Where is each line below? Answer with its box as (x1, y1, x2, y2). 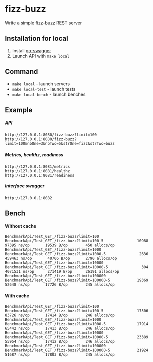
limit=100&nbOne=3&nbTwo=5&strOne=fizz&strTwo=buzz (5, 141, 115, 146)
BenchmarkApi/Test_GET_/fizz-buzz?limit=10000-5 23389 (5, 334, 149, 340)
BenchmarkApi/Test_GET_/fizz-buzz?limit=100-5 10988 (5, 238, 149, 244)
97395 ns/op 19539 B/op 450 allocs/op (5, 243, 115, 248)
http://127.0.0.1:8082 (5, 195, 52, 200)
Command (5, 67, 38, 76)
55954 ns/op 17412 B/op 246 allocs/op (5, 339, 115, 344)
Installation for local (5, 34, 68, 43)
